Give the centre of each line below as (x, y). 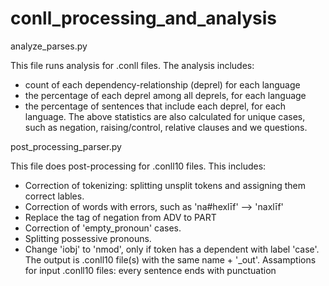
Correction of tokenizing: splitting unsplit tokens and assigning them (165, 185)
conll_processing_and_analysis (143, 18)
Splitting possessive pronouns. (88, 238)
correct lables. (54, 196)
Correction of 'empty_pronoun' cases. (103, 228)
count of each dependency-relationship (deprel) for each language (162, 84)
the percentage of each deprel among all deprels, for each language (165, 95)
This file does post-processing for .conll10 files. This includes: (138, 166)
